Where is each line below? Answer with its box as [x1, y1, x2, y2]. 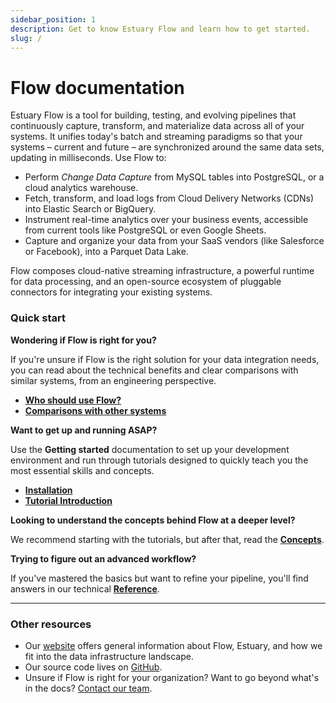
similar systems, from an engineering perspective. [10, 374, 217, 386]
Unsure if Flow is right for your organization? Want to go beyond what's [24, 671, 320, 683]
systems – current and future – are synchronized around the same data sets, [10, 141, 325, 153]
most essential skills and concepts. [10, 464, 155, 476]
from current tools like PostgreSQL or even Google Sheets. [24, 224, 267, 236]
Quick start [10, 311, 67, 325]
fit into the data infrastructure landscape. [24, 650, 194, 662]
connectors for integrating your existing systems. [10, 286, 213, 298]
